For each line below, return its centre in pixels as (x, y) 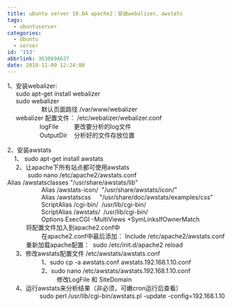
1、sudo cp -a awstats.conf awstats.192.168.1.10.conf (116, 262)
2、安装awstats (29, 150)
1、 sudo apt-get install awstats (59, 158)
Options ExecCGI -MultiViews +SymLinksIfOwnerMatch (121, 219)
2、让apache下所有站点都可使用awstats (73, 167)
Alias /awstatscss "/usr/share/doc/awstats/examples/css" (127, 197)
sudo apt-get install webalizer (58, 94)
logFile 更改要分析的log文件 (85, 126)
